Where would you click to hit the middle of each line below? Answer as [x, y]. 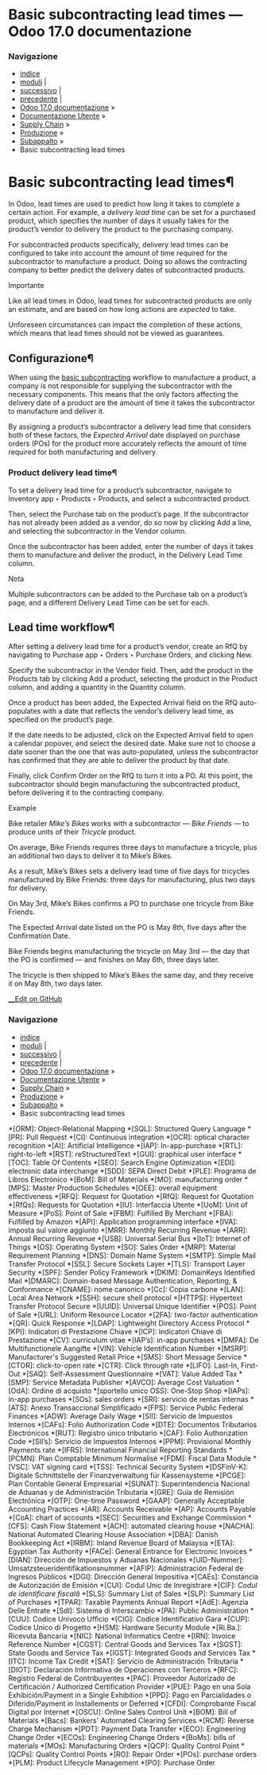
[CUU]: [20, 1619]
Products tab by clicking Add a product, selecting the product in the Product [133, 679]
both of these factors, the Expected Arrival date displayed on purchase [124, 435]
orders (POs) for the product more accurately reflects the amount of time [128, 444]
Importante [26, 286]
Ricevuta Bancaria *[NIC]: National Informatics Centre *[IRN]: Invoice [122, 1636]
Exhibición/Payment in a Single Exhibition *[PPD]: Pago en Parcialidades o [130, 1695]
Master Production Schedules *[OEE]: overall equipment [125, 1188]
